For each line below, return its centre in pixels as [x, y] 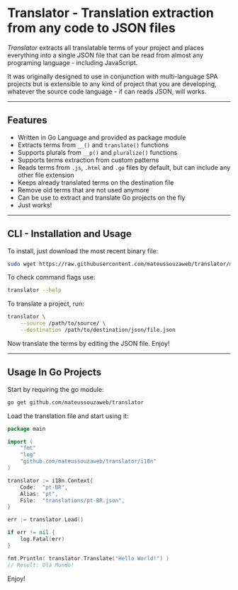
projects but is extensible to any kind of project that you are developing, [112, 83]
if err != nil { [31, 533]
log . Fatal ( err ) [42, 539]
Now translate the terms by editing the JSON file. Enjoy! [89, 343]
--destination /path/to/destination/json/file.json [98, 330]
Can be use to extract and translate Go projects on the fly [101, 197]
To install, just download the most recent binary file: [83, 251]
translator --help [34, 290]
